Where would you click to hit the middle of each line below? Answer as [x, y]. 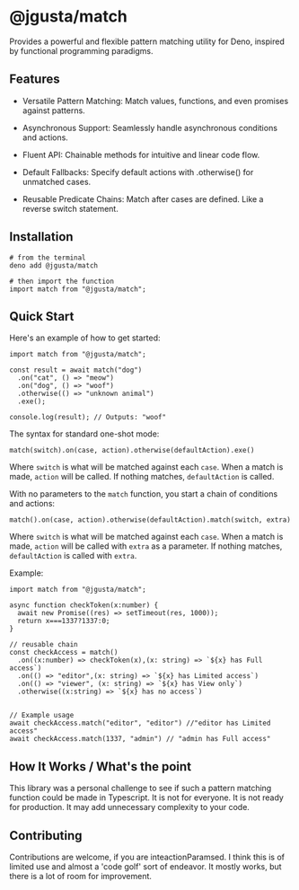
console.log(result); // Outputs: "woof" [88, 418]
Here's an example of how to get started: [85, 338]
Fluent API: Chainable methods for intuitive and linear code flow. [141, 154]
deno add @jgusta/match [54, 265]
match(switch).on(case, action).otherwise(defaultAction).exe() [132, 451]
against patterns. [53, 110]
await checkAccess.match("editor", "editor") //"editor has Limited [140, 723]
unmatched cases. [57, 181]
